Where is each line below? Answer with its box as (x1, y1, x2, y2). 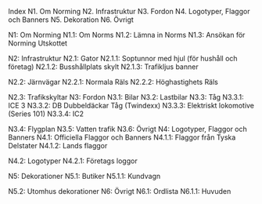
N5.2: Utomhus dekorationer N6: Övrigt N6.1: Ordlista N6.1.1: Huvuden (8, 187, 231, 195)
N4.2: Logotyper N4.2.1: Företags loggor (8, 156, 138, 166)
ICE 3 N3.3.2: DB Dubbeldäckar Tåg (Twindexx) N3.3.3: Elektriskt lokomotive (8, 101, 255, 110)
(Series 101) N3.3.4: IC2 (8, 109, 84, 118)
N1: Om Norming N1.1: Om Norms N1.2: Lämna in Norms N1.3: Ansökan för (8, 31, 246, 39)
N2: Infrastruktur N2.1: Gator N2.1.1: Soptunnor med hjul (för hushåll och (8, 54, 238, 63)
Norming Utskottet (8, 38, 68, 48)
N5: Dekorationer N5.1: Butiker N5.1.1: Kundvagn (8, 172, 161, 180)
